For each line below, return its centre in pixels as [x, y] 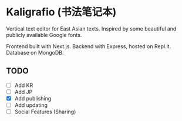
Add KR [24, 85]
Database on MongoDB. [35, 52]
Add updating [31, 105]
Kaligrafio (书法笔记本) [61, 12]
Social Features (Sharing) [45, 112]
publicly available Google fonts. [44, 35]
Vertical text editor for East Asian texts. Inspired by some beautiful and [91, 28]
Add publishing [33, 98]
